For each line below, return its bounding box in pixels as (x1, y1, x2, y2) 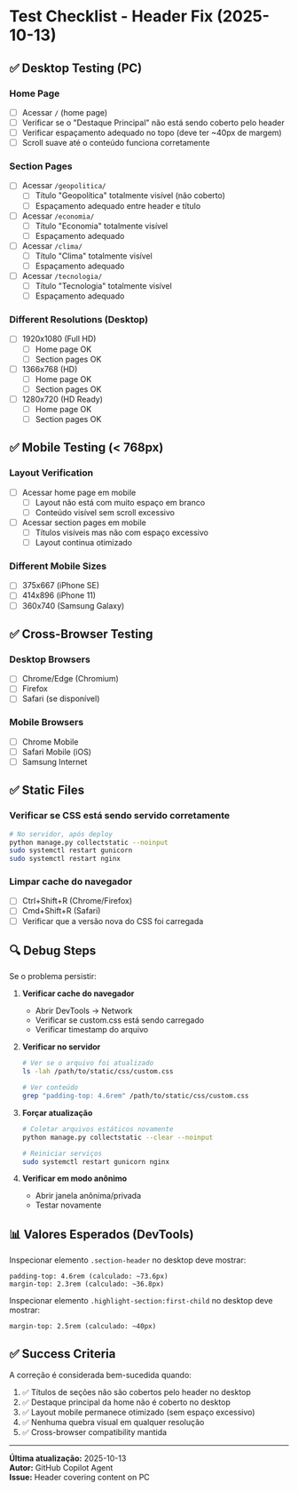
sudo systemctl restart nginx (9, 855, 122, 864)
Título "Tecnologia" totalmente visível (35, 281, 173, 291)
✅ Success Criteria (9, 1346, 116, 1361)
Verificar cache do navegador (21, 988, 135, 999)
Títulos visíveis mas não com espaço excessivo (35, 527, 208, 538)
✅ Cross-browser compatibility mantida (21, 1427, 167, 1438)
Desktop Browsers (9, 653, 90, 666)
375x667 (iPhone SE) (21, 580, 100, 591)
